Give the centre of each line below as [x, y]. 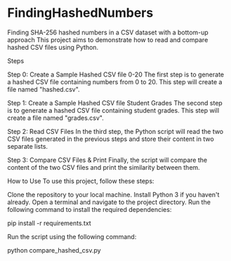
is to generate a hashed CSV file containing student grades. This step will [113, 110]
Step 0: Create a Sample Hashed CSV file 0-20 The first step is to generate [116, 74]
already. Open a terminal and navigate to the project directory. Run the [109, 202]
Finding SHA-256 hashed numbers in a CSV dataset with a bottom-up [108, 32]
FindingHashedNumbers [80, 13]
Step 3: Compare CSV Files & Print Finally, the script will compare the [107, 160]
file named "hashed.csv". [44, 89]
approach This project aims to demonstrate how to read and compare [108, 39]
